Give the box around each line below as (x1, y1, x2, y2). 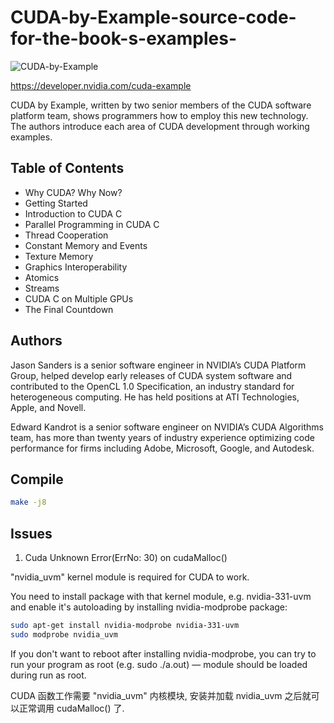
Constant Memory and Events (24, 239, 148, 251)
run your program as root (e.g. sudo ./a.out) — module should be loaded (10, 658, 308, 670)
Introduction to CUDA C (24, 207, 123, 220)
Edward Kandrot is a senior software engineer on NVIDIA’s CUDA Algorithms (10, 421, 324, 433)
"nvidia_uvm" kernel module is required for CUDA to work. (10, 571, 250, 583)
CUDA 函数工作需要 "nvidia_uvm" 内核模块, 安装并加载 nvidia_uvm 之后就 (10, 689, 312, 701)
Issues (10, 525, 53, 542)
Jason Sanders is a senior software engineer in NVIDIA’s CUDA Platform (10, 359, 307, 371)
